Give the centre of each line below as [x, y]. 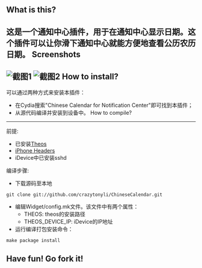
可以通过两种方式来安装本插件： [46, 92]
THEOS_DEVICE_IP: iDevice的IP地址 [68, 221]
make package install [33, 240]
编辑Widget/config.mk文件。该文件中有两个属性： [77, 206]
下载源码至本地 [33, 183]
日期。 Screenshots [44, 54]
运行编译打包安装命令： [44, 229]
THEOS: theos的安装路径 [54, 214]
